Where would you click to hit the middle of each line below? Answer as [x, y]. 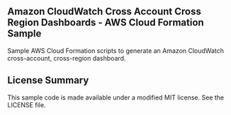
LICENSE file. [27, 104]
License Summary [48, 80]
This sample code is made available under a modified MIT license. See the [116, 97]
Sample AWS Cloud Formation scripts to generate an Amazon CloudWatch [116, 50]
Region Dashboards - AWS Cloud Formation [106, 23]
